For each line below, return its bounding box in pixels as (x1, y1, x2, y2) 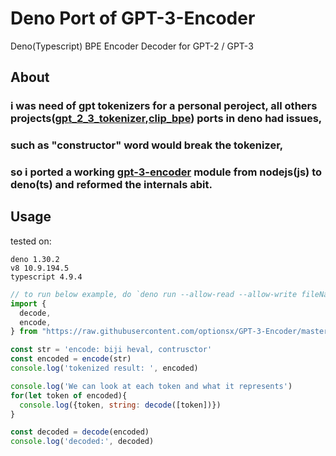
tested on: (10, 235, 52, 247)
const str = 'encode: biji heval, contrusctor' (10, 345, 213, 355)
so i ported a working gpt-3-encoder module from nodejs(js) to (10, 165, 323, 179)
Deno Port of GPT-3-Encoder (10, 7, 256, 30)
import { (10, 298, 47, 309)
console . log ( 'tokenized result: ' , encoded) (10, 363, 199, 374)
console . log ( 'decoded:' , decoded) (10, 437, 155, 447)
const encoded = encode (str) (10, 354, 132, 364)
